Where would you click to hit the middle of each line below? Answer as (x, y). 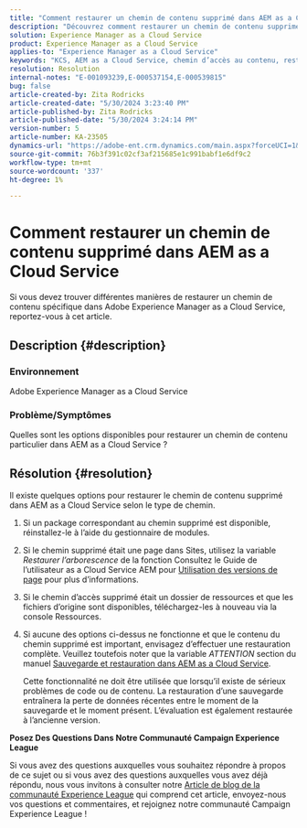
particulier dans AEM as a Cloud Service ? (89, 445)
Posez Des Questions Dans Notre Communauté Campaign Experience (145, 737)
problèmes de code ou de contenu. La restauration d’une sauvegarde (153, 691)
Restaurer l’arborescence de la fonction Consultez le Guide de (140, 560)
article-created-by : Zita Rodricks (77, 94)
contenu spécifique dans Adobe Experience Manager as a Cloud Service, (148, 306)
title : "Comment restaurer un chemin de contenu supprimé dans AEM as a (151, 18)
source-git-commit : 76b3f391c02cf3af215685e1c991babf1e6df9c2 (130, 154)
